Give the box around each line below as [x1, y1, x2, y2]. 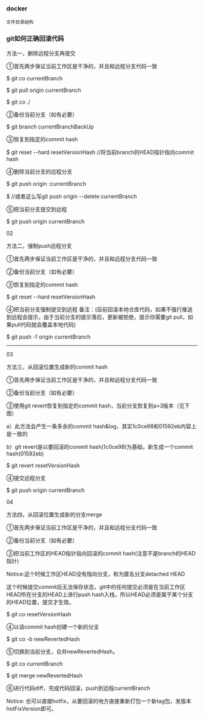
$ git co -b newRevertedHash [6, 635, 80, 642]
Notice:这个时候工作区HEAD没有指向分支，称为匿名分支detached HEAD [6, 570, 185, 577]
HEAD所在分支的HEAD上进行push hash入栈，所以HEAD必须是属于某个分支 [6, 591, 194, 598]
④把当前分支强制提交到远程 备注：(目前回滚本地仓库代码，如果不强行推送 [6, 306, 193, 313]
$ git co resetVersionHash [6, 610, 72, 618]
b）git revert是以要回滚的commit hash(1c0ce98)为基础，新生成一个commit [6, 443, 193, 450]
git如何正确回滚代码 [6, 35, 64, 43]
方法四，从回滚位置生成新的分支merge [6, 510, 103, 518]
